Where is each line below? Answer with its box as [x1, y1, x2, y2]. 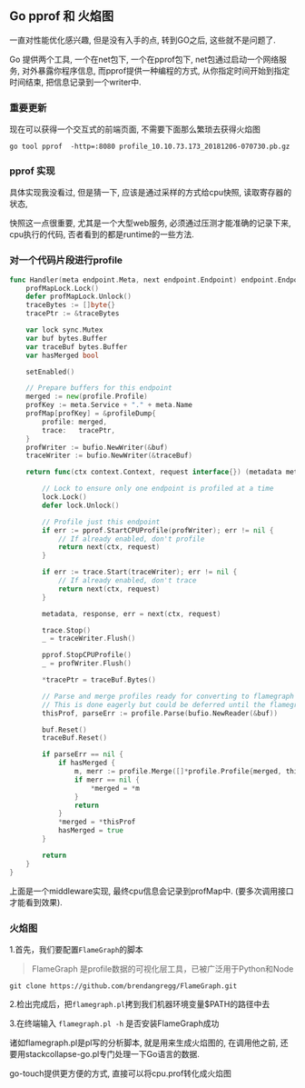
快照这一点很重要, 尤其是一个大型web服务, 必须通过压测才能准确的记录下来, [9, 217, 291, 229]
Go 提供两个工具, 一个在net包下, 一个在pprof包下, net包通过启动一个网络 [9, 54, 280, 65]
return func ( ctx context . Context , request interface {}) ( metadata [25, 467, 282, 477]
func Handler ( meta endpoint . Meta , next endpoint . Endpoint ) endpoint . [9, 275, 279, 284]
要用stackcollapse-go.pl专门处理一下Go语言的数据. [9, 1048, 200, 1059]
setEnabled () [25, 367, 75, 376]
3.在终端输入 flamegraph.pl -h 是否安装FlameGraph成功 [9, 1017, 220, 1029]
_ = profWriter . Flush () [42, 659, 132, 668]
